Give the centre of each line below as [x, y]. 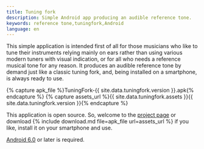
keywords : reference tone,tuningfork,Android [65, 23]
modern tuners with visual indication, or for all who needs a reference [93, 59]
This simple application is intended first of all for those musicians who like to [102, 46]
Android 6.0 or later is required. [46, 140]
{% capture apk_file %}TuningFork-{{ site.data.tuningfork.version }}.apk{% [100, 90]
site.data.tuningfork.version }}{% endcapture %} [67, 103]
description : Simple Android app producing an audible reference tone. [99, 18]
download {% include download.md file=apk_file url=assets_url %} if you [97, 122]
